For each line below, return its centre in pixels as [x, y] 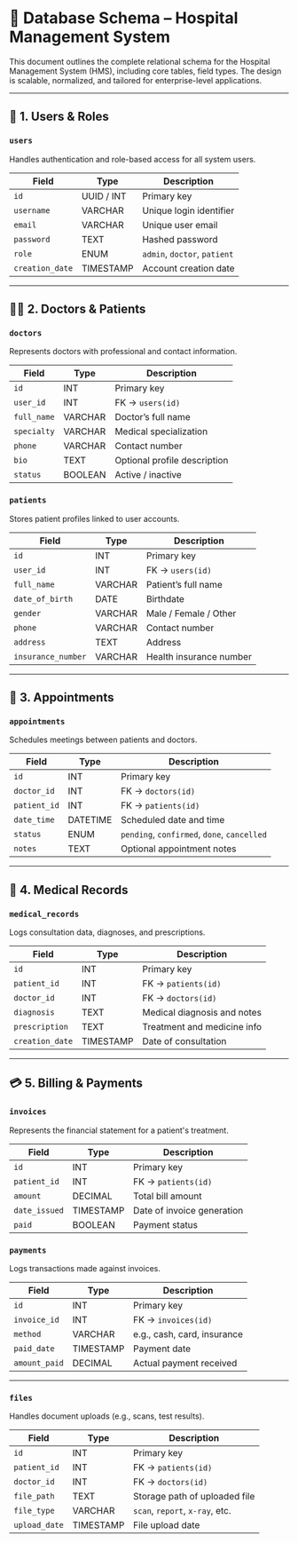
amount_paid [39, 1363]
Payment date [162, 1349]
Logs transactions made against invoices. [85, 1268]
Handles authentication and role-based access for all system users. [133, 159]
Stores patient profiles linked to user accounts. [94, 518]
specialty [34, 431]
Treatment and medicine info [202, 1026]
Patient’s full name [184, 584]
